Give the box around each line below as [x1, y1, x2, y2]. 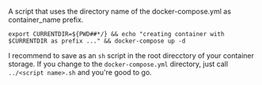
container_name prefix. [8, 15, 84, 24]
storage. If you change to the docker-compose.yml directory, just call [8, 59, 228, 68]
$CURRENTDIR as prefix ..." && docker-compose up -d [8, 37, 186, 45]
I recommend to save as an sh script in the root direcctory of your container [8, 51, 255, 60]
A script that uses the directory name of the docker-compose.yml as [8, 7, 232, 16]
